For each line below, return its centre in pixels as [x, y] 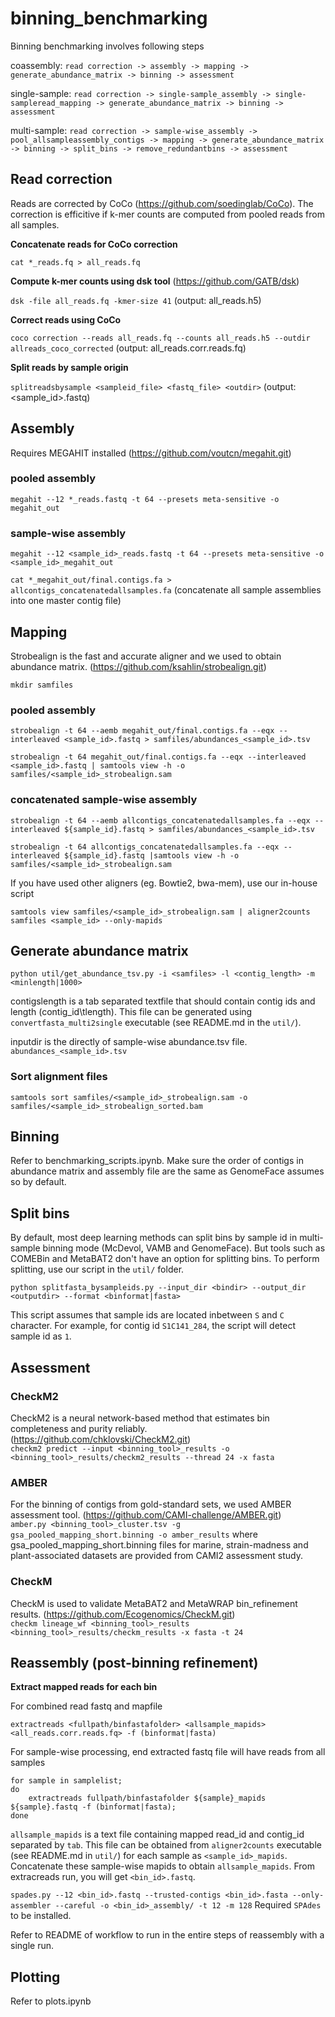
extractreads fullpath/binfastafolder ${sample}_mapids [147, 1798]
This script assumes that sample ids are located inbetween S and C [147, 1315]
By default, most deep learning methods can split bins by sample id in [154, 1238]
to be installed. [41, 1916]
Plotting [35, 1977]
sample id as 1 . [41, 1336]
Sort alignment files [59, 1077]
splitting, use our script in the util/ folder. [97, 1269]
